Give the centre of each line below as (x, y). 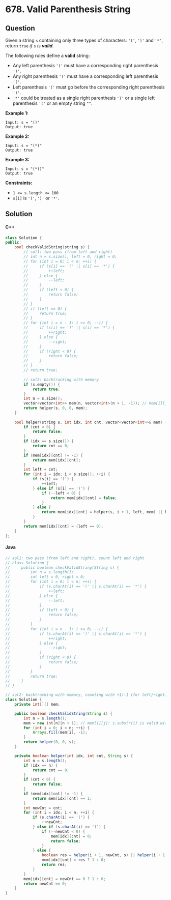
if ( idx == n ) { (41, 765)
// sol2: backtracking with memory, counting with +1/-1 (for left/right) (86, 695)
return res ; (54, 865)
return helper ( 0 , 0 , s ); (50, 742)
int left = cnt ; (41, 470)
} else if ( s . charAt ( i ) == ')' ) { (69, 827)
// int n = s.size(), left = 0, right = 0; (70, 257)
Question (20, 28)
